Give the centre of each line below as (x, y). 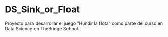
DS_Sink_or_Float (42, 9)
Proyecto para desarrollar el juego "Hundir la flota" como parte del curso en (84, 23)
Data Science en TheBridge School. (42, 28)
